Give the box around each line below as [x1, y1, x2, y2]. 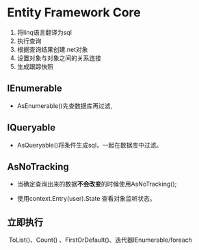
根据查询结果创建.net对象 [16, 45, 88, 53]
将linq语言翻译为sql [16, 28, 72, 36]
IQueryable [7, 122, 56, 134]
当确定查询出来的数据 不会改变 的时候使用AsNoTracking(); [16, 180, 177, 189]
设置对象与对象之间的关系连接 [16, 53, 101, 62]
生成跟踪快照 [16, 62, 53, 70]
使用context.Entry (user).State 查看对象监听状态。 [16, 195, 156, 203]
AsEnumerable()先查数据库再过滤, [16, 101, 113, 110]
